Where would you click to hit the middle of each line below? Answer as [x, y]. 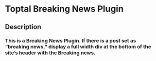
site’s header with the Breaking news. [50, 53]
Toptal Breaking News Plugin [64, 9]
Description [23, 27]
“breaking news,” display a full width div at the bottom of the [78, 46]
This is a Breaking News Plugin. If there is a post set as [70, 41]
